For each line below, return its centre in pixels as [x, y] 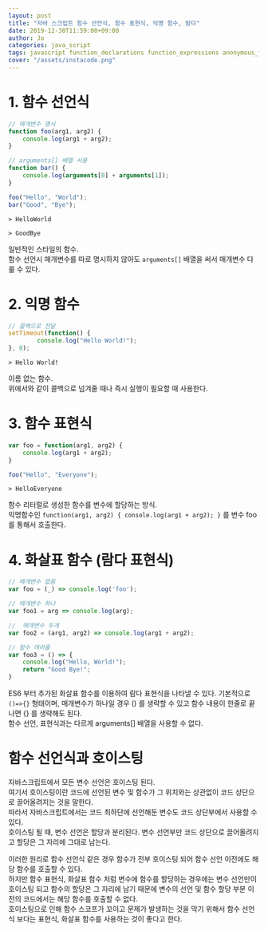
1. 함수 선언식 [49, 103]
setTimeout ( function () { [49, 333]
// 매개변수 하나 [32, 604]
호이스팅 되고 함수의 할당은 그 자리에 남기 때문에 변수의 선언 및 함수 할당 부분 [127, 889]
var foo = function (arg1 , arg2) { [66, 445]
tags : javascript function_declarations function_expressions [114, 53]
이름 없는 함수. [31, 378]
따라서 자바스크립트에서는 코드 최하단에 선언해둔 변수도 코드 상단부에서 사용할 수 [133, 812]
